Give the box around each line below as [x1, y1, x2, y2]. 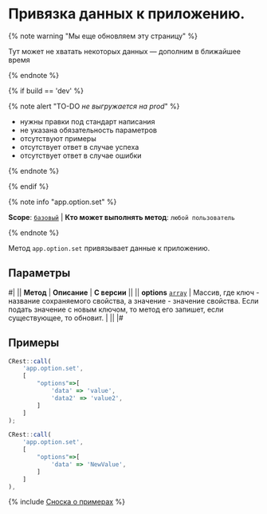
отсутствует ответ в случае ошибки [19, 151, 142, 160]
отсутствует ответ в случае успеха [19, 142, 139, 151]
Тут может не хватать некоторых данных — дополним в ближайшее [8, 46, 241, 56]
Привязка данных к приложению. [8, 5, 245, 23]
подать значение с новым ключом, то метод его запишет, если [8, 304, 224, 314]
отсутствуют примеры [19, 133, 97, 143]
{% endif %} [8, 181, 49, 191]
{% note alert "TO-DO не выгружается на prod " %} [8, 101, 180, 111]
